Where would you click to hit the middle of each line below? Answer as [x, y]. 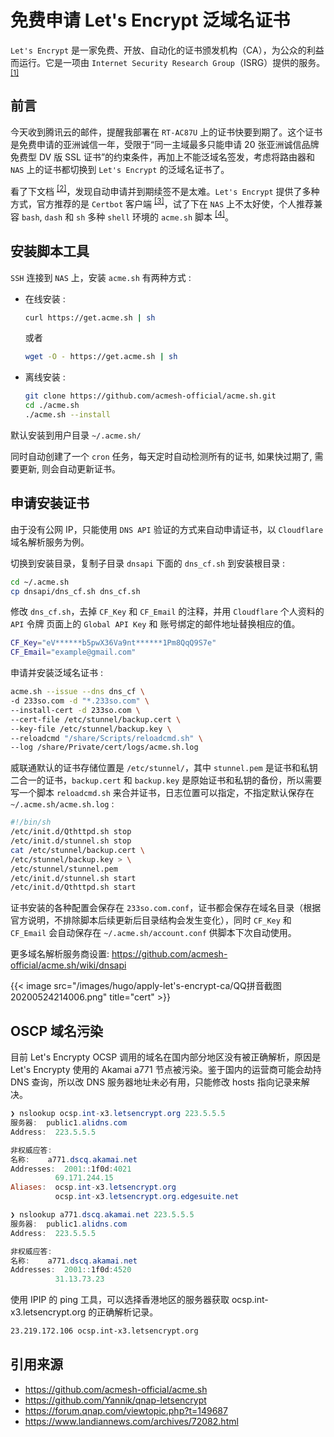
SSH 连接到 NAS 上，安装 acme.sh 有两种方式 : [101, 277]
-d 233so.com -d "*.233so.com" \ [80, 701]
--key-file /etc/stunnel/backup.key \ [91, 729]
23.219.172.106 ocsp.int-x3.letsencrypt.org [104, 1331]
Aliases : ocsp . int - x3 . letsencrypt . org [93, 1187]
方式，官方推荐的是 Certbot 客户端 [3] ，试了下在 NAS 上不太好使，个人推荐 [162, 203]
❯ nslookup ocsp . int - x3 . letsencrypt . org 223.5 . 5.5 [118, 1114]
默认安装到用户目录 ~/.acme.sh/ [76, 435]
